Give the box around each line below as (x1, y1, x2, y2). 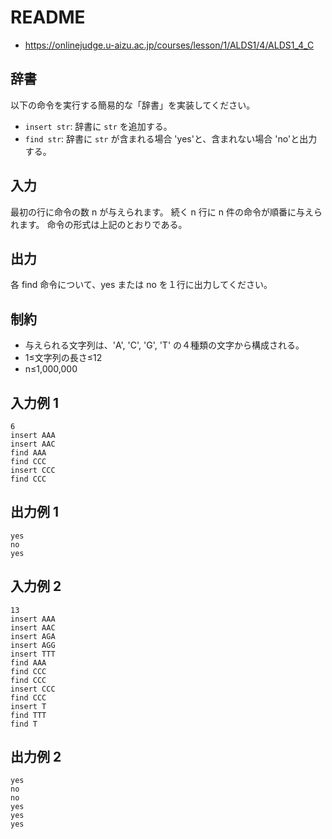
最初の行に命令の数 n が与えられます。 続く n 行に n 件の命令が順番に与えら (10, 206, 323, 218)
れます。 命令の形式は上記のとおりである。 (10, 218, 188, 230)
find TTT (10, 710, 47, 720)
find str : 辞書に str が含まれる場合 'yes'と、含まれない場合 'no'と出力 (24, 132, 318, 145)
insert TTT (10, 649, 56, 659)
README (10, 6, 86, 29)
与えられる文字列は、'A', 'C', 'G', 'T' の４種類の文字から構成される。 (24, 339, 305, 351)
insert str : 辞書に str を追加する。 (24, 120, 173, 132)
